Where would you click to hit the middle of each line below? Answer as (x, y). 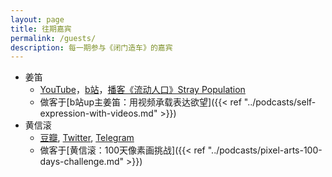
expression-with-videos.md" (98, 113)
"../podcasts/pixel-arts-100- (265, 150)
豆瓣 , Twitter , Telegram (87, 138)
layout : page (37, 19)
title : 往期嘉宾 (41, 29)
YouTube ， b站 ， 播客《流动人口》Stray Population (142, 90)
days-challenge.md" (82, 162)
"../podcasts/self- (280, 102)
